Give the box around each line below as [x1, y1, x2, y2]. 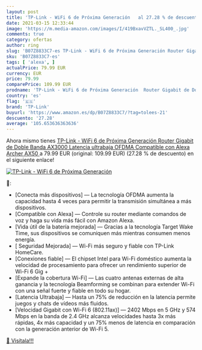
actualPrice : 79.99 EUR [6, 64, 66, 71]
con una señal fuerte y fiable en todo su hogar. [14, 287, 131, 295]
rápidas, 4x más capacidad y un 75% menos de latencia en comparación [14, 319, 195, 327]
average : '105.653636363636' [6, 121, 79, 127]
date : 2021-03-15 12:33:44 [6, 20, 74, 26]
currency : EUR [6, 70, 42, 76]
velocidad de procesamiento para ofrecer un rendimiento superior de [14, 262, 186, 269]
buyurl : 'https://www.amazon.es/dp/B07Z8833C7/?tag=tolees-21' [6, 109, 168, 115]
